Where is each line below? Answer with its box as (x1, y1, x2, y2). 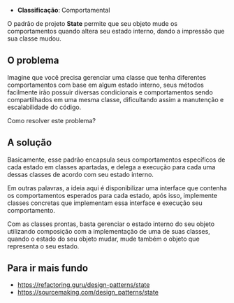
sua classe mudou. (7, 34, 61, 43)
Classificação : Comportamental (17, 6, 110, 14)
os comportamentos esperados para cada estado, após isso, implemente (7, 191, 218, 199)
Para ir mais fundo (7, 262, 89, 274)
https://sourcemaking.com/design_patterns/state (17, 288, 159, 297)
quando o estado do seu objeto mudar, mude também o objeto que (7, 234, 200, 243)
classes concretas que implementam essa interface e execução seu (7, 199, 203, 207)
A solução (7, 136, 52, 149)
